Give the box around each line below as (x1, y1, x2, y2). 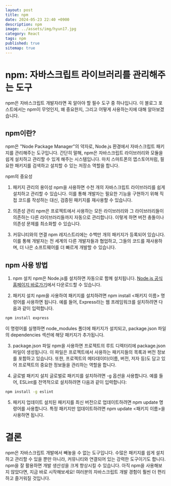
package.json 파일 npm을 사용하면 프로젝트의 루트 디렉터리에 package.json (12, 343, 166, 349)
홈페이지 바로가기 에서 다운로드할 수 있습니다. (12, 282, 102, 288)
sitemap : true (5, 45, 36, 51)
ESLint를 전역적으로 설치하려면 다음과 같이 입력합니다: (19, 379, 127, 385)
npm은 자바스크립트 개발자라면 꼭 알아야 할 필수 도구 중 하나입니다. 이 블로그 (5, 100, 157, 106)
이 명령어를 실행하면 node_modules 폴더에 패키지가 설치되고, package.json (5, 326, 157, 332)
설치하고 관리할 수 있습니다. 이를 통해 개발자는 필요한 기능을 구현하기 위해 (12, 191, 159, 197)
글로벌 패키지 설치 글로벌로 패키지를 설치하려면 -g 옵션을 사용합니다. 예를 (12, 373, 158, 379)
